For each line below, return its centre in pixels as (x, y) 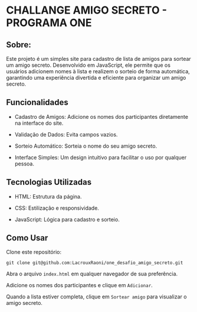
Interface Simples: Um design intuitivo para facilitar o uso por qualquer (101, 157)
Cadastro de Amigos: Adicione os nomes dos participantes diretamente (101, 116)
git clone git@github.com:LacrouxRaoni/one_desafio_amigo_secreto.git (95, 263)
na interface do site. (39, 123)
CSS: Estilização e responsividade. (57, 208)
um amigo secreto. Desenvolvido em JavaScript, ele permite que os (88, 65)
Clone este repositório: (34, 252)
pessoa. (24, 164)
